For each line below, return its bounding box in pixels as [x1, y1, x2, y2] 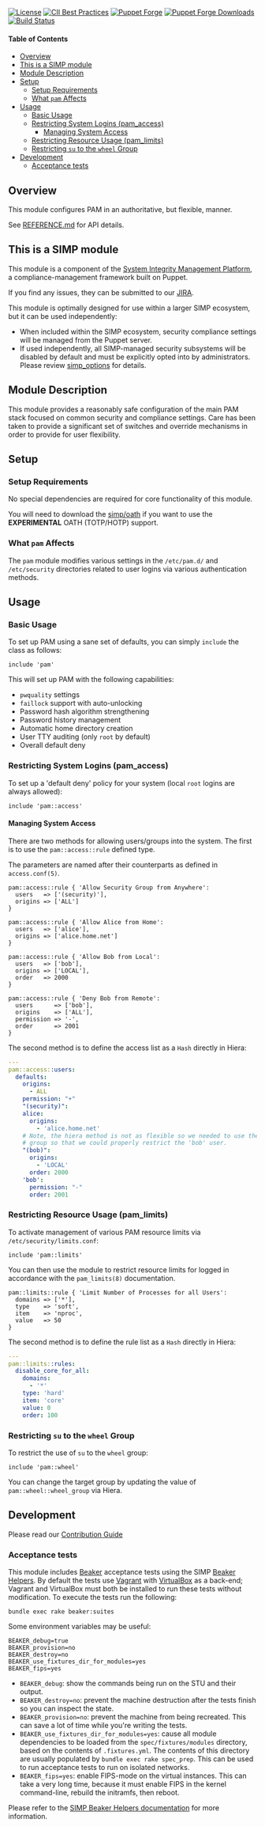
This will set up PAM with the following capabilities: [8, 675, 174, 684]
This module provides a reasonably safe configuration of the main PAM [8, 404, 239, 414]
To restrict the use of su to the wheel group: [8, 1448, 148, 1457]
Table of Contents [8, 34, 69, 44]
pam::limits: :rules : [8, 1359, 77, 1368]
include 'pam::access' [8, 802, 83, 810]
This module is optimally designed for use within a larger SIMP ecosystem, [8, 303, 251, 313]
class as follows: [8, 646, 62, 655]
